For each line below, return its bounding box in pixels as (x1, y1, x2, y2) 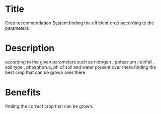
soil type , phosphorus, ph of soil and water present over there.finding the (5, 64, 157, 70)
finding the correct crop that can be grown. (5, 103, 93, 109)
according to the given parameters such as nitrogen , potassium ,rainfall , (5, 58, 155, 65)
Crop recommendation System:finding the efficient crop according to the (5, 20, 154, 26)
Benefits (5, 87, 41, 98)
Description (5, 43, 55, 54)
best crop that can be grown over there (5, 69, 85, 75)
